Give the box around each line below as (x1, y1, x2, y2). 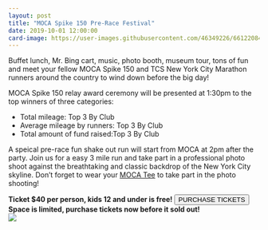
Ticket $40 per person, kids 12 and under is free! (8, 195, 173, 204)
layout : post (8, 11, 52, 20)
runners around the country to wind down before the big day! (8, 73, 210, 82)
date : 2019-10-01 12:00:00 (8, 26, 98, 34)
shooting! (8, 179, 40, 188)
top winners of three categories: (8, 97, 114, 106)
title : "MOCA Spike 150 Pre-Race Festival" (8, 19, 156, 27)
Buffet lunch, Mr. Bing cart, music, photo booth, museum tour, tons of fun (8, 56, 249, 65)
